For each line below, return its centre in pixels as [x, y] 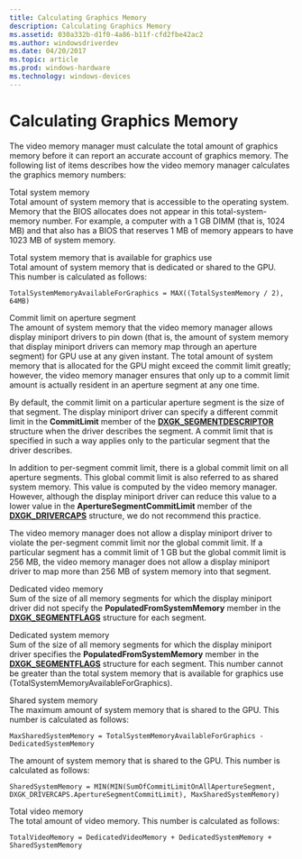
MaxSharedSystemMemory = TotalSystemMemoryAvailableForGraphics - [137, 736]
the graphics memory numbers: [68, 174]
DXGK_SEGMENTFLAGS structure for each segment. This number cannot [146, 663]
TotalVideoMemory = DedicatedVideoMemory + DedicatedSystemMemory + [141, 837]
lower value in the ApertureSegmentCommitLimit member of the [131, 506]
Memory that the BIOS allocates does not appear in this [112, 211]
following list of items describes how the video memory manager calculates [150, 165]
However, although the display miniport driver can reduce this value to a [143, 496]
